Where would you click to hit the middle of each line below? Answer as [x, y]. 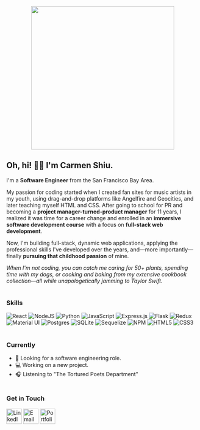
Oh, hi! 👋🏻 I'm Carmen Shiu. [60, 165]
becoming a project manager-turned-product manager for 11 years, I [94, 212]
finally [14, 256]
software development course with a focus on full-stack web [85, 224]
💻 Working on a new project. [52, 365]
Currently [21, 344]
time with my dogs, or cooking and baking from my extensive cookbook [97, 274]
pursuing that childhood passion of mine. [76, 256]
